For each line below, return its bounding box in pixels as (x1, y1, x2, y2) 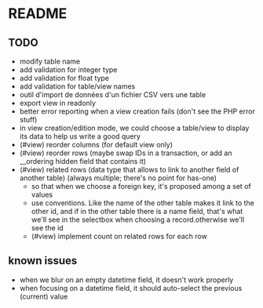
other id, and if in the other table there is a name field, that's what (31, 207, 243, 216)
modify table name (19, 56, 81, 66)
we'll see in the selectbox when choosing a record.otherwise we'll (31, 215, 245, 224)
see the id (31, 223, 64, 232)
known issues (8, 254, 78, 267)
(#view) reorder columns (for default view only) (19, 140, 174, 149)
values (31, 190, 53, 199)
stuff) (19, 115, 38, 124)
